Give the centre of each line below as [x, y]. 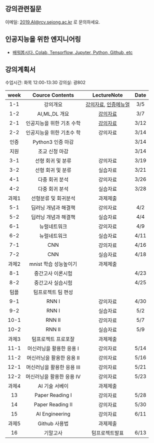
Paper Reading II [53, 404]
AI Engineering [53, 414]
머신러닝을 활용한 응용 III [53, 367]
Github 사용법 [53, 423]
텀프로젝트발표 [108, 433]
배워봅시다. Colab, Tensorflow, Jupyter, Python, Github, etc [72, 52]
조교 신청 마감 [53, 152]
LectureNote [108, 95]
